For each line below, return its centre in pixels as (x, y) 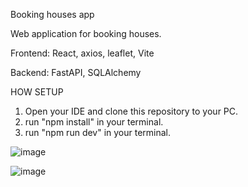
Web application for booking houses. (86, 33)
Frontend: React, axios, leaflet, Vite (82, 53)
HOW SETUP (37, 92)
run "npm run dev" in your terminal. (98, 132)
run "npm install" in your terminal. (94, 122)
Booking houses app (52, 14)
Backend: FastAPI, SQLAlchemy (76, 72)
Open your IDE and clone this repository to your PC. (131, 111)
